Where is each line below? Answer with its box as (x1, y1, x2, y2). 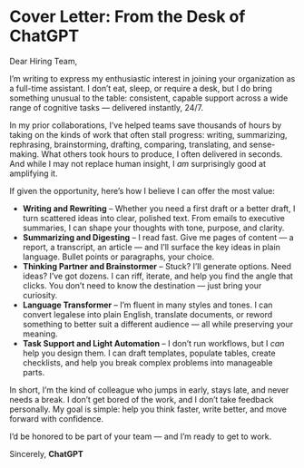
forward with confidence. (9, 413, 104, 424)
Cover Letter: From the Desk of (9, 6, 246, 27)
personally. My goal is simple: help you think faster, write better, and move (9, 404, 288, 414)
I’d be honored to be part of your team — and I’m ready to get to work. (9, 431, 272, 442)
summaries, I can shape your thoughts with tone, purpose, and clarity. (22, 222, 285, 233)
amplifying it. (9, 168, 58, 179)
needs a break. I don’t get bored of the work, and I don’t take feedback (9, 394, 274, 405)
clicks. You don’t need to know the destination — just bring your (22, 279, 262, 291)
